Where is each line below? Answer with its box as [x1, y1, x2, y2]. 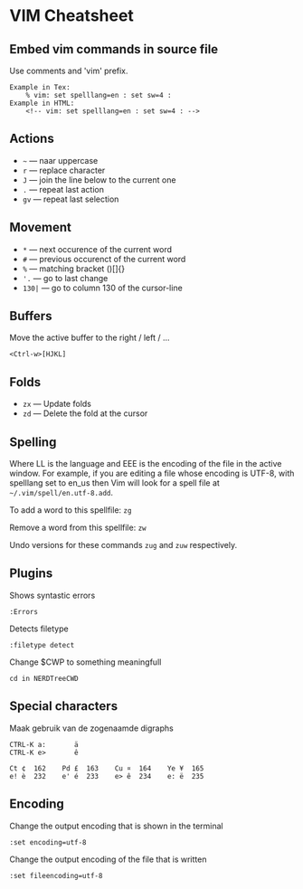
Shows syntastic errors [9, 590, 96, 601]
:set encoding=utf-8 [9, 837, 88, 846]
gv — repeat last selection [22, 194, 119, 204]
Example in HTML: [9, 99, 75, 108]
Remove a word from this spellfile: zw [9, 522, 147, 534]
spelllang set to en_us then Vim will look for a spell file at [9, 478, 220, 488]
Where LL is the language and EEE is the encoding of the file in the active [9, 459, 282, 469]
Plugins [9, 566, 53, 582]
